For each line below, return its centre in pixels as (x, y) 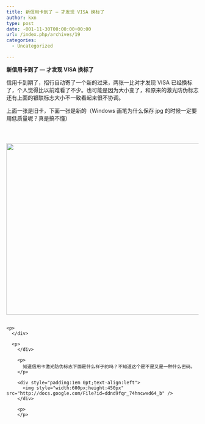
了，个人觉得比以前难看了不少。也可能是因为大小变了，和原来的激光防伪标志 (103, 90)
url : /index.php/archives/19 (43, 35)
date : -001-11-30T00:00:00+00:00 (49, 29)
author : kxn (21, 18)
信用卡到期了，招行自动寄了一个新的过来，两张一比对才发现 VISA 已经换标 (99, 82)
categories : (21, 40)
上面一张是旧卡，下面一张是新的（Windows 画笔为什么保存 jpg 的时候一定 (99, 110)
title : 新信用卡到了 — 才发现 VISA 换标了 (56, 12)
